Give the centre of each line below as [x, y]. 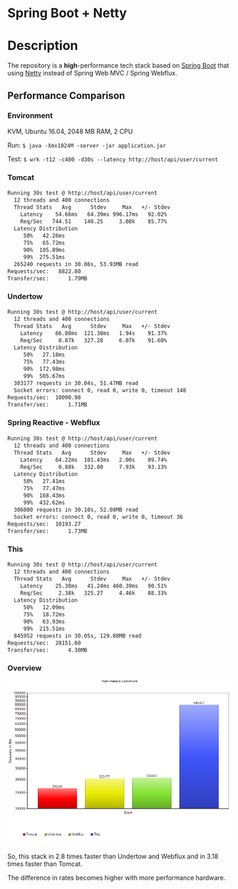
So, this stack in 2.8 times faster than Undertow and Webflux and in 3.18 [113, 856]
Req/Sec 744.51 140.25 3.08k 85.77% [94, 222]
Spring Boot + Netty [67, 13]
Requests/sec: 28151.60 [44, 643]
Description [43, 46]
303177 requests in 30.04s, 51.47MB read [76, 384]
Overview [25, 668]
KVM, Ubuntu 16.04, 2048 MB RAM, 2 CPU [70, 131]
